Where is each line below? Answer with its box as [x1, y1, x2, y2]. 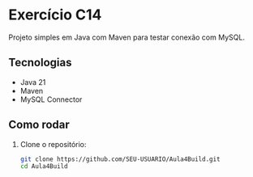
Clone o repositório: [19, 139, 87, 149]
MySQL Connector [19, 95, 83, 104]
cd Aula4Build [19, 162, 68, 171]
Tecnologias [8, 56, 72, 70]
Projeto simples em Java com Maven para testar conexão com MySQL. [8, 32, 246, 42]
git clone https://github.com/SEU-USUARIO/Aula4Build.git [19, 155, 221, 163]
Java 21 [19, 77, 46, 86]
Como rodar [8, 118, 71, 132]
